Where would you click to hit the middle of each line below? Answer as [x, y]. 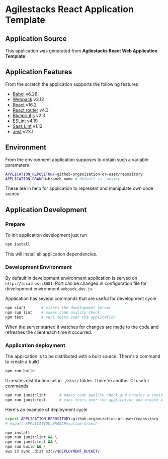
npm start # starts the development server [58, 308]
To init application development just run [46, 235]
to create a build [22, 362]
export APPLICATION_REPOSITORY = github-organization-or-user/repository [82, 419]
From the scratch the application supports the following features [72, 84]
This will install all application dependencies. [51, 254]
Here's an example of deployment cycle [47, 410]
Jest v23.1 [23, 131]
